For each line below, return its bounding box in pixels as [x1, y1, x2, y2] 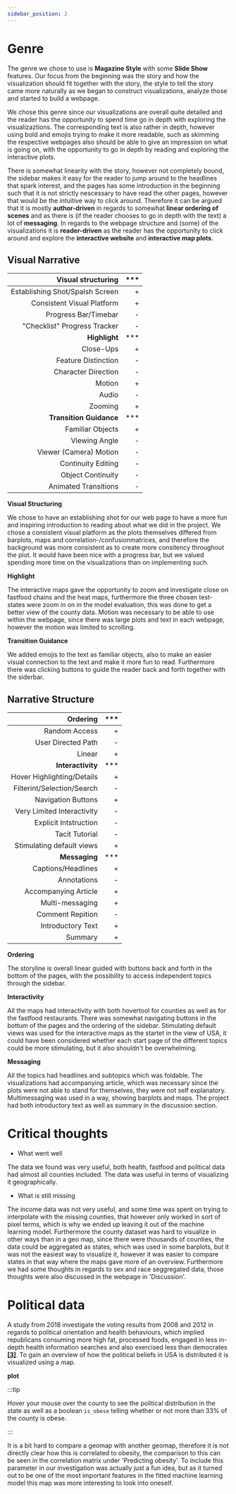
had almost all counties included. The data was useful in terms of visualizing [7, 1170, 229, 1179]
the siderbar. [7, 673, 44, 681]
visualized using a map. [7, 1358, 76, 1366]
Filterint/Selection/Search [13, 783, 99, 793]
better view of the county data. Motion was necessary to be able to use [7, 608, 215, 617]
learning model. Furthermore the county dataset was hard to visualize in [7, 1227, 216, 1236]
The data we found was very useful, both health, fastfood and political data [7, 1163, 225, 1171]
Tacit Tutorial [55, 829, 99, 839]
